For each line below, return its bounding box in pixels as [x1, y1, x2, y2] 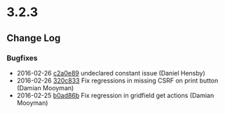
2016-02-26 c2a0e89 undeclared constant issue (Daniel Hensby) [16, 69, 206, 77]
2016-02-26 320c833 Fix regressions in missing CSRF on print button [16, 76, 219, 85]
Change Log [6, 32, 61, 44]
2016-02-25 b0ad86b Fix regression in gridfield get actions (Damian [16, 91, 214, 99]
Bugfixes [6, 53, 38, 63]
